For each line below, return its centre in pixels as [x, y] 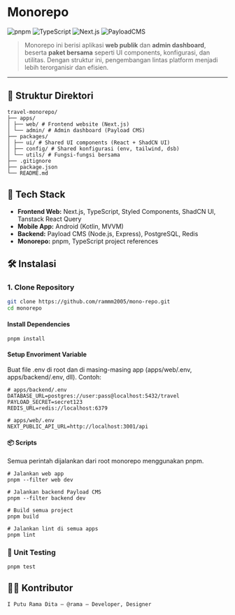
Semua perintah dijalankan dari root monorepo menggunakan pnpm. [106, 461]
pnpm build [23, 516]
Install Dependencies [39, 324]
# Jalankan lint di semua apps [53, 528]
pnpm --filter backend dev [47, 498]
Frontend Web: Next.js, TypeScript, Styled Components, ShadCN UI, [116, 211]
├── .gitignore [29, 161]
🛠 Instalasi [32, 264]
